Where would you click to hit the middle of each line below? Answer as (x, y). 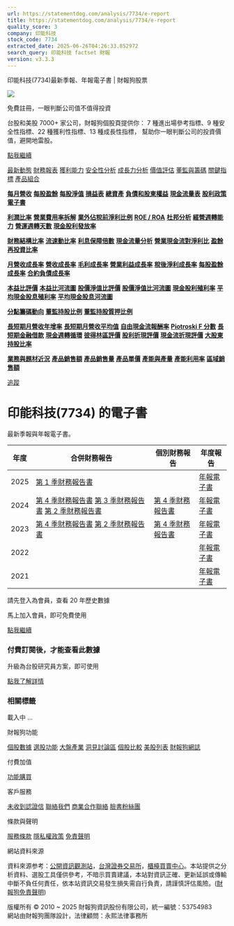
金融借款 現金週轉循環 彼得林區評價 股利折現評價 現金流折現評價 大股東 (121, 335)
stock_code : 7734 (32, 40)
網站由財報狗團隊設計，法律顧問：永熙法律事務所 (77, 916)
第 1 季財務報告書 (64, 482)
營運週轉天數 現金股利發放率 (55, 226)
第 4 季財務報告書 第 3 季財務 (83, 500)
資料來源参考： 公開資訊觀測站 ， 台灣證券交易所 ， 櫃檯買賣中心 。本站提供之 (114, 866)
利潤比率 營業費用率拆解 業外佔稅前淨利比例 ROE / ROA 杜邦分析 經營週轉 (112, 217)
